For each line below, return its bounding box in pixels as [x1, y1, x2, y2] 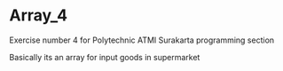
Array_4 [9, 5, 68, 26]
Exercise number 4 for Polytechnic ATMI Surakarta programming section [9, 35, 275, 45]
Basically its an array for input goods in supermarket [9, 51, 200, 62]
